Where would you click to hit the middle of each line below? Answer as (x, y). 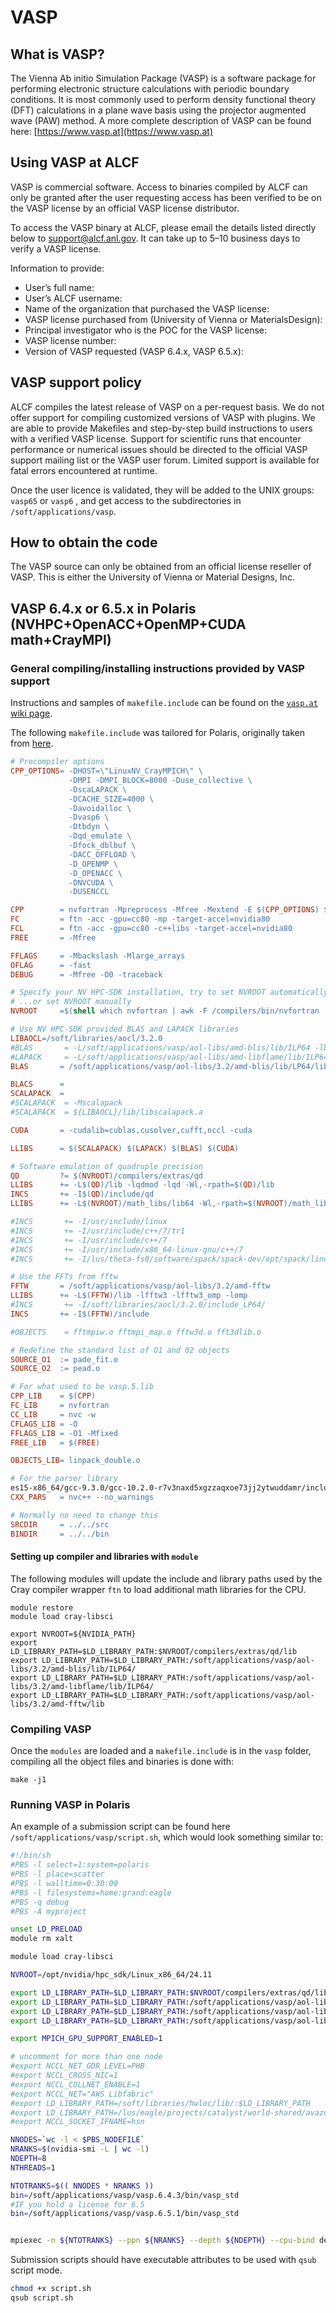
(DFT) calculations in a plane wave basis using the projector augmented (158, 110)
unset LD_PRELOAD (46, 1929)
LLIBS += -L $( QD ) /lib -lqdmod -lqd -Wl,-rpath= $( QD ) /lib (142, 1185)
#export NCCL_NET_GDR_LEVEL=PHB (77, 2066)
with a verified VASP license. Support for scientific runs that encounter (156, 438)
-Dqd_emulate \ (100, 836)
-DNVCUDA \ (91, 882)
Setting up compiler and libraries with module (104, 1557)
